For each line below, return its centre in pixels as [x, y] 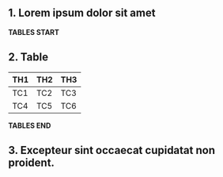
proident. [32, 163]
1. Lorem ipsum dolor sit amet [82, 13]
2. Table [28, 58]
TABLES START [34, 32]
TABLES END [30, 125]
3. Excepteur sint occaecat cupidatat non [112, 150]
